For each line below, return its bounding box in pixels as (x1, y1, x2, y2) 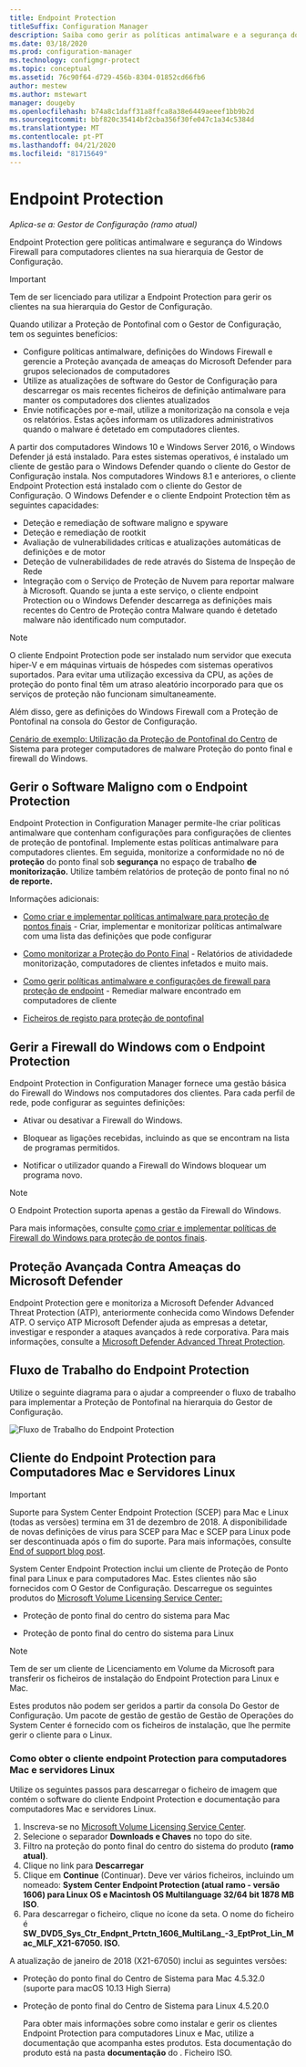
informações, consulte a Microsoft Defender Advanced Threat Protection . (9, 1337, 286, 1347)
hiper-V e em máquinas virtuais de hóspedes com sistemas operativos (9, 659, 273, 670)
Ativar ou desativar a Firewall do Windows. (22, 1115, 183, 1126)
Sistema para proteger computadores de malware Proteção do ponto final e (9, 743, 293, 754)
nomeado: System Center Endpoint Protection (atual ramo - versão (22, 1879, 280, 1890)
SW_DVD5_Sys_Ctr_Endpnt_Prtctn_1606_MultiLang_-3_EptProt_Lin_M (22, 1927, 294, 1938)
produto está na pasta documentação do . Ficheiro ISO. (22, 2047, 233, 2058)
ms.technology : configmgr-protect (9, 56, 141, 65)
